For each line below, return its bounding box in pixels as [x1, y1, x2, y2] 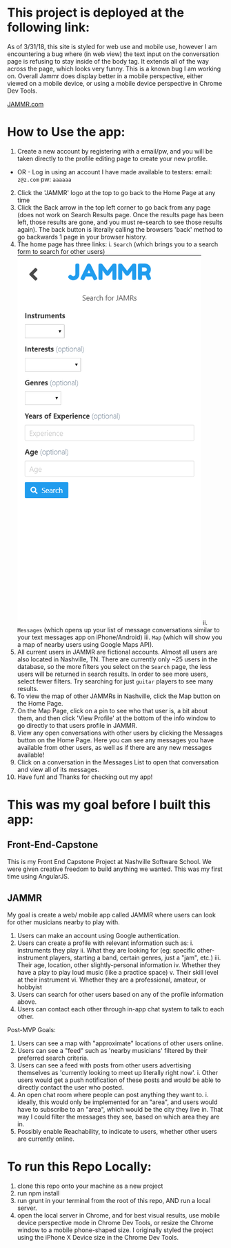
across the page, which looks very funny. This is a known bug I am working [7, 64, 221, 73]
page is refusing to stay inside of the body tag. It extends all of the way [7, 57, 209, 65]
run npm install [17, 1189, 60, 1197]
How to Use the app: [7, 125, 125, 140]
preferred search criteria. [17, 1054, 89, 1062]
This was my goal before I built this [7, 797, 211, 813]
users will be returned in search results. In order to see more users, [17, 670, 208, 678]
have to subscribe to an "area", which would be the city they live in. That [17, 1105, 223, 1113]
